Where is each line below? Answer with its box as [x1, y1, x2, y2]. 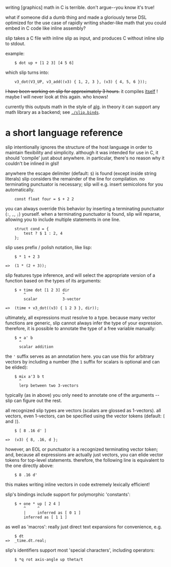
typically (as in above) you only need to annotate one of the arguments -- [5, 392, 160, 398]
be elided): [5, 364, 28, 370]
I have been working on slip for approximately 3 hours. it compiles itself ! [5, 88, 158, 94]
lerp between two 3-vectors [18, 383, 79, 388]
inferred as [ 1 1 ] [23, 515, 67, 520]
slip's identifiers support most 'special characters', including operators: [5, 547, 155, 553]
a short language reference [5, 127, 124, 139]
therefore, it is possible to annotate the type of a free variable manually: [5, 325, 156, 331]
